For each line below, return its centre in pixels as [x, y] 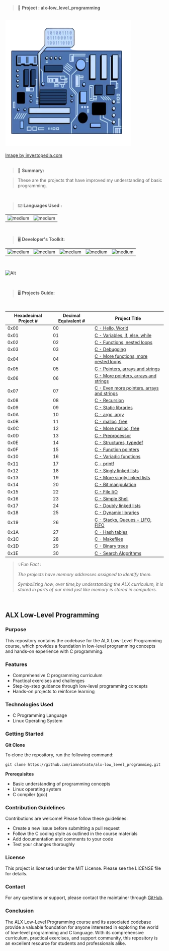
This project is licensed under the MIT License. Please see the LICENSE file [83, 868]
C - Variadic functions [118, 457]
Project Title [128, 318]
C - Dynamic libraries [117, 513]
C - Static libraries [114, 407]
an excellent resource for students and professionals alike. [66, 943]
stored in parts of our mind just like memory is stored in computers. [87, 590]
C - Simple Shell [112, 498]
